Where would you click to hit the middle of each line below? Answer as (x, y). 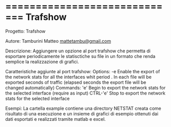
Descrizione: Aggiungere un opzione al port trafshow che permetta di (78, 51)
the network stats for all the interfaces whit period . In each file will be (78, 77)
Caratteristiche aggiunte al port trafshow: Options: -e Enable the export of (83, 71)
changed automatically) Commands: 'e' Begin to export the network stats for (85, 87)
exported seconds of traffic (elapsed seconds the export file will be (76, 82)
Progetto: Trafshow (25, 31)
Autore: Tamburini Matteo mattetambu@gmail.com (58, 41)
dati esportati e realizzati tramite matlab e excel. (55, 119)
